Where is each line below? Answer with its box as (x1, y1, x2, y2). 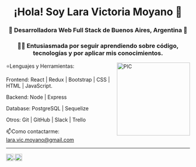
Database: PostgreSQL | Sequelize (6, 105, 89, 112)
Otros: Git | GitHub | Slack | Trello (6, 116, 86, 123)
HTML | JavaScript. (6, 82, 52, 89)
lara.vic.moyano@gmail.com (6, 137, 75, 144)
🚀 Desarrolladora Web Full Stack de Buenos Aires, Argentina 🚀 (8, 26, 188, 34)
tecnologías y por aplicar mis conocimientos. (33, 49, 163, 57)
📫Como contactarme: (6, 128, 60, 135)
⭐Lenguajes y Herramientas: (6, 62, 75, 69)
